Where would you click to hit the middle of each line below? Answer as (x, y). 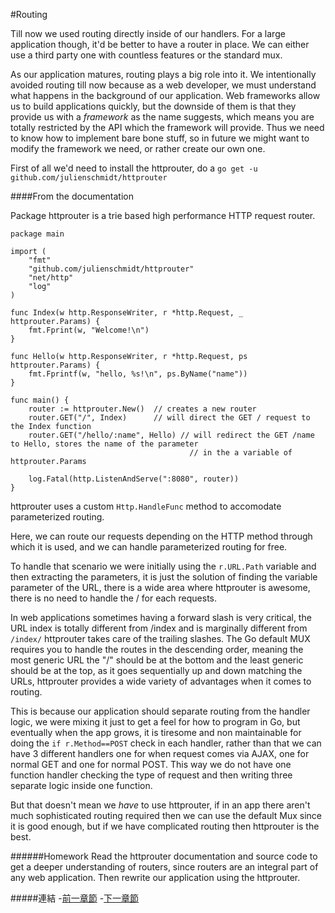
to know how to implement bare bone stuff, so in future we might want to (160, 138)
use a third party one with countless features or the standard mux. (146, 55)
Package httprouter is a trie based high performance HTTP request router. (163, 215)
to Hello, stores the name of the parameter (104, 444)
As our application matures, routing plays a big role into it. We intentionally (163, 74)
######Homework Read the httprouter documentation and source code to (164, 856)
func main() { (40, 400)
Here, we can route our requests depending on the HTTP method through (161, 536)
